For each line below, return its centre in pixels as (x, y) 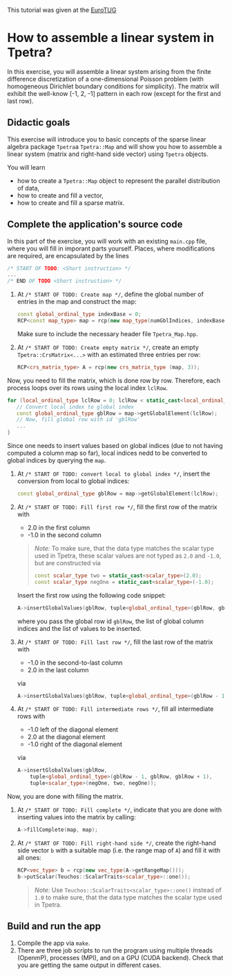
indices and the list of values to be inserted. (79, 628)
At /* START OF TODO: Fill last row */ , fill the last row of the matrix (115, 642)
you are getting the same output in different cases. (89, 965)
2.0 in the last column (58, 670)
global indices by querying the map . (57, 460)
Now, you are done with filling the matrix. (65, 797)
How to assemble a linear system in (111, 38)
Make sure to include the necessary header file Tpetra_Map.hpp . (107, 333)
